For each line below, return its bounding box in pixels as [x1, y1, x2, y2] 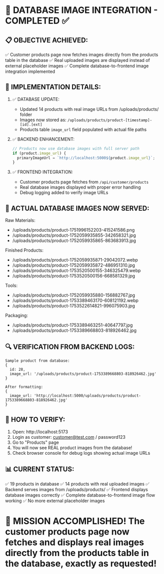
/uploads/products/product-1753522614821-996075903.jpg [12, 303, 135, 309]
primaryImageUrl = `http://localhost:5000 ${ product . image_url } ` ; [17, 155, 156, 160]
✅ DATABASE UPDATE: [12, 96, 60, 102]
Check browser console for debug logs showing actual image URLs [12, 450, 151, 456]
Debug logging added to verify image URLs [19, 190, 108, 196]
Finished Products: [5, 247, 44, 254]
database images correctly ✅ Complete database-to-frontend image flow [5, 492, 156, 498]
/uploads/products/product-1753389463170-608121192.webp [12, 297, 139, 303]
